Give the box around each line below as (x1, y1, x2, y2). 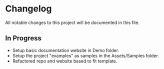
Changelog (5, 3, 52, 14)
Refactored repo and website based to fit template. (12, 58, 117, 64)
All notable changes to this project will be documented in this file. (5, 19, 140, 25)
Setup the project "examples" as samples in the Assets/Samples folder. (12, 52, 159, 58)
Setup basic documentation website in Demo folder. (12, 47, 119, 53)
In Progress (5, 34, 41, 42)
